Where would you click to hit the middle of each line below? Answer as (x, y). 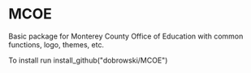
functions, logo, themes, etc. (56, 44)
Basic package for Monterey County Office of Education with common (126, 36)
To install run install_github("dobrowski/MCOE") (88, 60)
